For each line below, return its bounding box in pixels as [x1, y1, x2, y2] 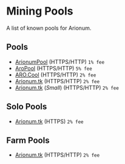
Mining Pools [6, 4, 73, 18]
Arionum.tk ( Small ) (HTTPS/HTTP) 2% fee [15, 84, 120, 91]
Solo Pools [6, 101, 47, 112]
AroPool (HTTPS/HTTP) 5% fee [15, 64, 92, 72]
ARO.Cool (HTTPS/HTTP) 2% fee [15, 71, 96, 78]
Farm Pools [6, 135, 50, 145]
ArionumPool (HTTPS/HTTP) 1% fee [15, 58, 105, 65]
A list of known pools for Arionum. [6, 24, 92, 32]
